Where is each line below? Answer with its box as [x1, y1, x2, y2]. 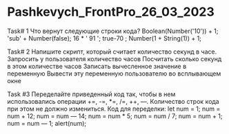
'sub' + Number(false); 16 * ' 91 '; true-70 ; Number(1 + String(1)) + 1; [7, 34, 202, 42]
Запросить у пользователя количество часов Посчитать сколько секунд [7, 54, 222, 63]
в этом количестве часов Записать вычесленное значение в [7, 62, 187, 70]
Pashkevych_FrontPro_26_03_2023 [7, 4, 215, 20]
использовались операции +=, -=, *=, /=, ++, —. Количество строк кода [7, 97, 219, 105]
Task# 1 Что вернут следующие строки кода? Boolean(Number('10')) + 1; [7, 27, 219, 35]
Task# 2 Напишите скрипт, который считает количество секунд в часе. [7, 47, 217, 56]
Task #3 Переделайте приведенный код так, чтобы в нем [7, 90, 176, 98]
